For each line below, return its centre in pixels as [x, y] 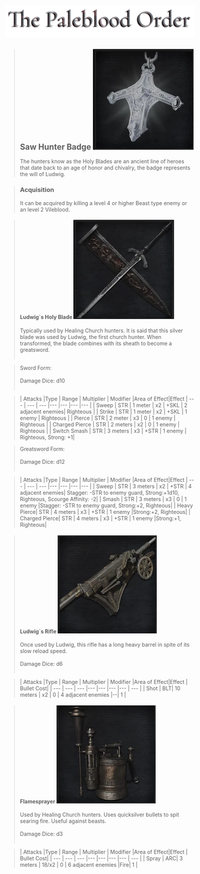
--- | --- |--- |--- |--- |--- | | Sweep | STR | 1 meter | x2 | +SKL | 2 [107, 405]
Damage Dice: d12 [42, 461]
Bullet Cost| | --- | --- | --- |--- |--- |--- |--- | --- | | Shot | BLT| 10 [100, 688]
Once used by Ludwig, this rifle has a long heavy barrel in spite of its [105, 645]
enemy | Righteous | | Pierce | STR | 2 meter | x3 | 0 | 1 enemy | [98, 418]
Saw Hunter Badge [56, 147]
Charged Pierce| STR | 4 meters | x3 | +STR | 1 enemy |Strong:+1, [100, 518]
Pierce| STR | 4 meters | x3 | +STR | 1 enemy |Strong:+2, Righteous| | [105, 511]
